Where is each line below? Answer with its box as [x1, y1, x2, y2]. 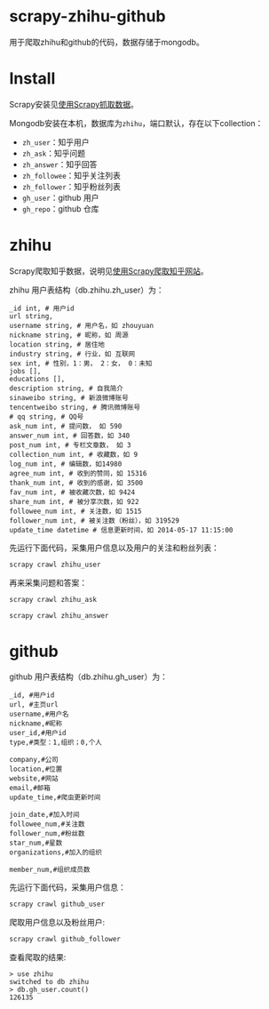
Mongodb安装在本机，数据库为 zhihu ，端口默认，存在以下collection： [9, 117, 264, 128]
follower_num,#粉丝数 [9, 829, 85, 838]
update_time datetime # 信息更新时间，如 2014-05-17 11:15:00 [9, 525, 233, 534]
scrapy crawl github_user [9, 900, 105, 909]
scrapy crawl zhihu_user [9, 560, 101, 569]
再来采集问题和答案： [9, 577, 87, 588]
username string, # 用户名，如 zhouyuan [9, 321, 154, 330]
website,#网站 [9, 774, 59, 783]
